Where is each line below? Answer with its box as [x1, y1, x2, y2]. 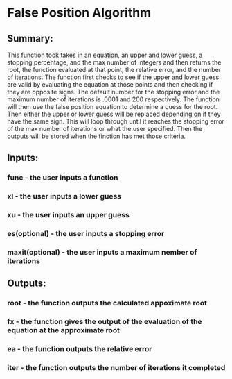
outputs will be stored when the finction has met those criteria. [7, 132, 186, 140]
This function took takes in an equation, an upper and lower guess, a [7, 51, 203, 59]
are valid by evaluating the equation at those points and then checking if [7, 81, 213, 88]
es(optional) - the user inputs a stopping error [7, 229, 165, 239]
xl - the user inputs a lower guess [7, 192, 121, 201]
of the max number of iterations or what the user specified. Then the [7, 125, 203, 133]
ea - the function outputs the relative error [7, 344, 152, 354]
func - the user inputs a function [7, 173, 118, 183]
